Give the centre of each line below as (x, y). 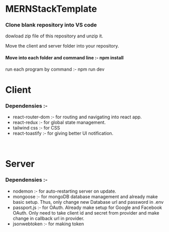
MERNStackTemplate (51, 9)
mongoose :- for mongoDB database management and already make (85, 196)
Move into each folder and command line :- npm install (65, 58)
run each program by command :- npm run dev (55, 69)
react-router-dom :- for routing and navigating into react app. (77, 117)
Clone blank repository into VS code (51, 25)
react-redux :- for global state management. (59, 122)
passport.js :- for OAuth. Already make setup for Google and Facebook (87, 207)
